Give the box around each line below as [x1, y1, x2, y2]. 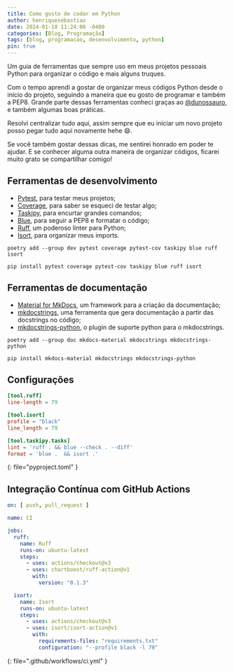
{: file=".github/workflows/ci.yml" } [7, 657, 108, 665]
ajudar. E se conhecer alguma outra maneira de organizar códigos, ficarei [7, 148, 219, 156]
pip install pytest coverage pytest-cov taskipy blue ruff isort [7, 263, 202, 270]
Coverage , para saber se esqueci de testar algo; [17, 201, 157, 210]
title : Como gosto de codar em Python [7, 10, 121, 18]
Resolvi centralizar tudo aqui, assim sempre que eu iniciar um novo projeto [7, 119, 223, 127]
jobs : [7, 527, 23, 534]
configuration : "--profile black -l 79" [38, 644, 158, 651]
